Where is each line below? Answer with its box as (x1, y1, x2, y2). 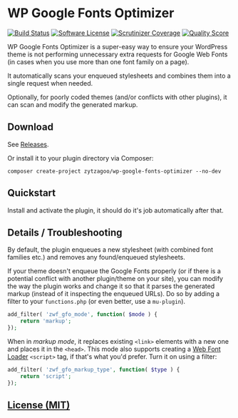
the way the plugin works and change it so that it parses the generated (7, 282, 215, 290)
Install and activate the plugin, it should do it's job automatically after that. (7, 205, 224, 215)
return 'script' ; (20, 372, 72, 379)
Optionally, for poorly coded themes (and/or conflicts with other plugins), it (7, 93, 227, 101)
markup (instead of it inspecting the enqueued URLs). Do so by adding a (7, 290, 219, 298)
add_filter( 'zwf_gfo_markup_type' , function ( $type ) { (7, 366, 180, 373)
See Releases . (7, 140, 49, 148)
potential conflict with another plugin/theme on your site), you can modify (7, 275, 223, 283)
